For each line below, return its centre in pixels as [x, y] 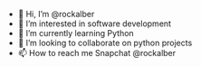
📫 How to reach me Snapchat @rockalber [97, 53]
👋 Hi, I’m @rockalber [56, 14]
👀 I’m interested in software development [95, 24]
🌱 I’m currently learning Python [76, 33]
